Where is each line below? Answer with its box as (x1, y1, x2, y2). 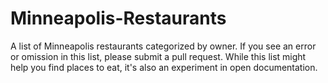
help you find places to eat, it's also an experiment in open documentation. (10, 61, 318, 73)
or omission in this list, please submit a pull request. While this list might (10, 50, 307, 62)
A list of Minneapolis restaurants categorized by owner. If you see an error (10, 40, 317, 52)
